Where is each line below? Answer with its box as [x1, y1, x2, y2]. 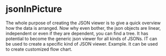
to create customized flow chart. [5, 46, 73, 52]
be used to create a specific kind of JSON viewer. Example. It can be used [5, 41, 158, 47]
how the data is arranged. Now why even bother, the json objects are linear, [5, 25, 161, 31]
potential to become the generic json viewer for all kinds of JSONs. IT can [5, 36, 158, 42]
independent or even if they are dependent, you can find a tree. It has [5, 30, 149, 36]
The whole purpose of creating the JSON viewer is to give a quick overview [5, 20, 161, 26]
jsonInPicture [5, 3, 62, 15]
